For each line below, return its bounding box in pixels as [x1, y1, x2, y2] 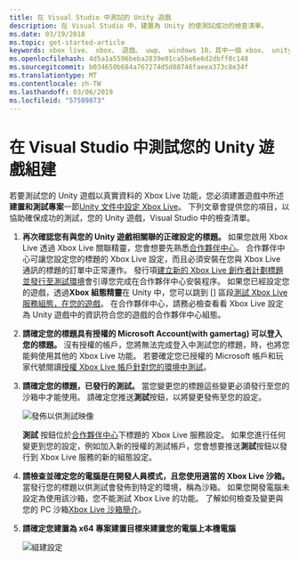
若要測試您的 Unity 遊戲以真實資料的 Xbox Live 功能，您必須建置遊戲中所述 [9, 191, 285, 201]
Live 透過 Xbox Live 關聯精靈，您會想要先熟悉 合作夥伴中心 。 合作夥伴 [21, 242, 278, 254]
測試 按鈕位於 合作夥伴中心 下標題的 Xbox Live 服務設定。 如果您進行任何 [21, 429, 287, 441]
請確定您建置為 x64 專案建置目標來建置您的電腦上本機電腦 [21, 523, 237, 534]
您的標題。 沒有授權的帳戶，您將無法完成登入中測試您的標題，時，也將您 [21, 339, 290, 350]
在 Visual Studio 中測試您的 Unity [9, 137, 255, 157]
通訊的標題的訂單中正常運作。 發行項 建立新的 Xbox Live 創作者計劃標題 [21, 264, 284, 276]
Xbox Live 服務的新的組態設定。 [39, 451, 158, 463]
